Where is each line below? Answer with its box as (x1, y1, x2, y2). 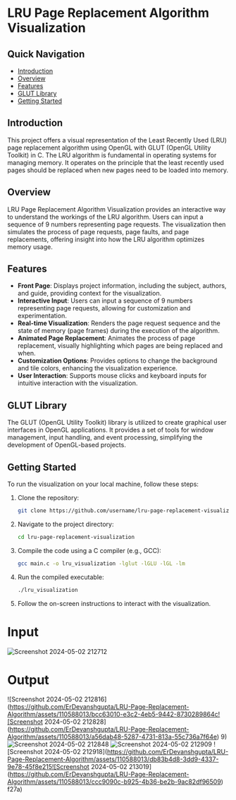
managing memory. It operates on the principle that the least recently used (7, 158, 224, 166)
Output (7, 672, 49, 688)
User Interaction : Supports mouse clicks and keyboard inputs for (17, 372, 207, 380)
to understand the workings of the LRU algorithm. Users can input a (7, 212, 204, 221)
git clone (17, 507, 47, 514)
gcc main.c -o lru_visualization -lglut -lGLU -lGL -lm (17, 559, 185, 567)
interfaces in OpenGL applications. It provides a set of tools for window (7, 425, 213, 435)
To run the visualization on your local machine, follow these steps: (7, 480, 199, 488)
